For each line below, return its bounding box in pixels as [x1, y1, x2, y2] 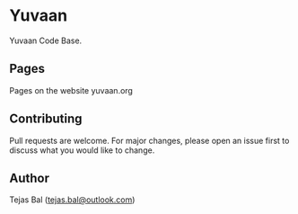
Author [9, 170, 49, 185]
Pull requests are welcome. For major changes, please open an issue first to [9, 135, 290, 146]
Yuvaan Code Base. [9, 35, 83, 46]
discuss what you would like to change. [9, 145, 155, 156]
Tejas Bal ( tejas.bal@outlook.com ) [9, 194, 136, 205]
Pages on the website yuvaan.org [9, 85, 133, 95]
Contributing [9, 111, 83, 127]
